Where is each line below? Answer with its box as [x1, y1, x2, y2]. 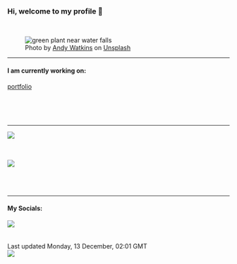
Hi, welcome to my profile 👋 [7, 6, 104, 16]
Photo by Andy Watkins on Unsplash [25, 44, 131, 52]
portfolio [7, 82, 32, 90]
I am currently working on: [7, 66, 87, 75]
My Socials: [7, 204, 43, 212]
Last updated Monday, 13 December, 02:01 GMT [7, 241, 147, 250]
